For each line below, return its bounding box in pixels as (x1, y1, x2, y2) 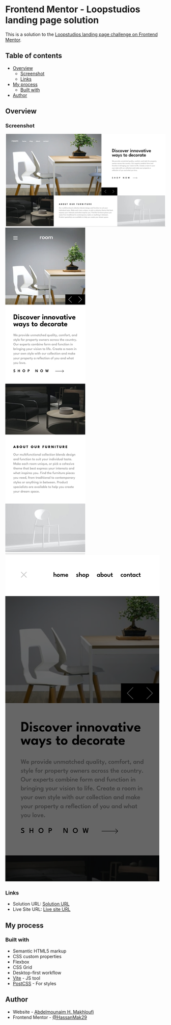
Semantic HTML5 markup (12, 947, 67, 954)
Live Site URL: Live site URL (12, 906, 71, 912)
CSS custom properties (12, 953, 62, 959)
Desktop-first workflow (12, 969, 62, 976)
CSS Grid (12, 964, 32, 970)
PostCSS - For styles (12, 980, 56, 986)
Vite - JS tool (12, 975, 41, 981)
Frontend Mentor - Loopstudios (5, 4, 140, 15)
